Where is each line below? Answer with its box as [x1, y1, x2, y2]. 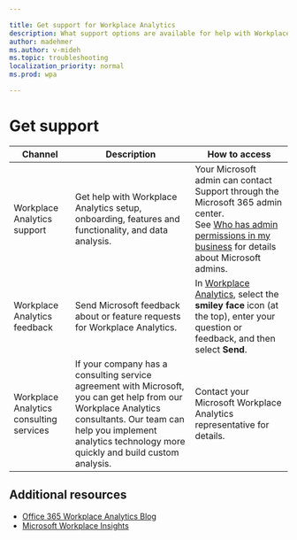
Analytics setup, [74, 201, 142, 213]
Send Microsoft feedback [74, 298, 180, 311]
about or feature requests [74, 310, 181, 322]
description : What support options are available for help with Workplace [9, 28, 291, 38]
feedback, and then [194, 332, 276, 344]
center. [194, 207, 225, 220]
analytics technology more [74, 435, 186, 447]
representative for [194, 418, 270, 430]
